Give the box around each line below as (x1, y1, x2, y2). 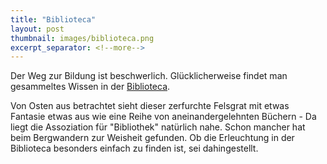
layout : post (10, 24, 65, 34)
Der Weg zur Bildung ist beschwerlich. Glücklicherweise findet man (10, 70, 288, 82)
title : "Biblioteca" (10, 14, 97, 25)
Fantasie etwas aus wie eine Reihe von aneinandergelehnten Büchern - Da (10, 111, 317, 123)
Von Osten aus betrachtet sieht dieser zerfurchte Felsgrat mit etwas (10, 100, 290, 112)
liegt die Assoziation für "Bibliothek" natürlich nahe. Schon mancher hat (10, 121, 306, 133)
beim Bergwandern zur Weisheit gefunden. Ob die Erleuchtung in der (10, 132, 295, 144)
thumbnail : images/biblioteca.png (10, 33, 155, 43)
